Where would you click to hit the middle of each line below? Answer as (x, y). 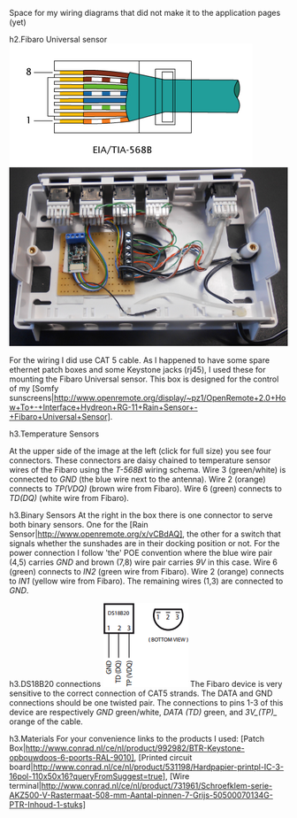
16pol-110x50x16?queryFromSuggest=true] (88, 776)
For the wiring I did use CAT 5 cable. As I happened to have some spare (140, 360)
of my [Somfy (34, 389)
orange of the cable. (46, 722)
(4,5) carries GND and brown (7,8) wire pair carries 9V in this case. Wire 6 (144, 562)
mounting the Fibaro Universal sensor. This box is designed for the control (144, 379)
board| (21, 767)
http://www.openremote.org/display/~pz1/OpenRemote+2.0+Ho (170, 398)
